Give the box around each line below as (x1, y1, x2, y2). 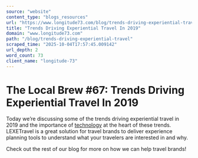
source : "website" (6, 8, 51, 15)
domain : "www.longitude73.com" (6, 31, 83, 37)
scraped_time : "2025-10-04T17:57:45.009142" (6, 42, 117, 48)
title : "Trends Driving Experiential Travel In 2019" (6, 25, 141, 31)
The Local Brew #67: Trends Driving (6, 83, 185, 97)
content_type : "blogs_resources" (6, 14, 88, 20)
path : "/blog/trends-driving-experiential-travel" (6, 36, 133, 42)
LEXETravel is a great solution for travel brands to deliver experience (6, 128, 173, 135)
